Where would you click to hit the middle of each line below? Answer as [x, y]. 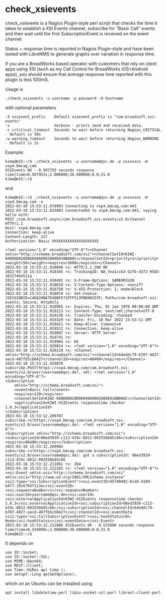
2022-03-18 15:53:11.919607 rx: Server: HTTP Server [61, 333]
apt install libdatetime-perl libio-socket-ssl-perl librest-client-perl [83, 593]
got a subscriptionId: [106, 455]
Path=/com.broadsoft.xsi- [132, 298]
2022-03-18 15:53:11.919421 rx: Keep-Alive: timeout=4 [63, 324]
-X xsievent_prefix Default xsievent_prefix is [59, 117]
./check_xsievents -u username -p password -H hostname [64, 98]
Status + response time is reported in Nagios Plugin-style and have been [80, 48]
